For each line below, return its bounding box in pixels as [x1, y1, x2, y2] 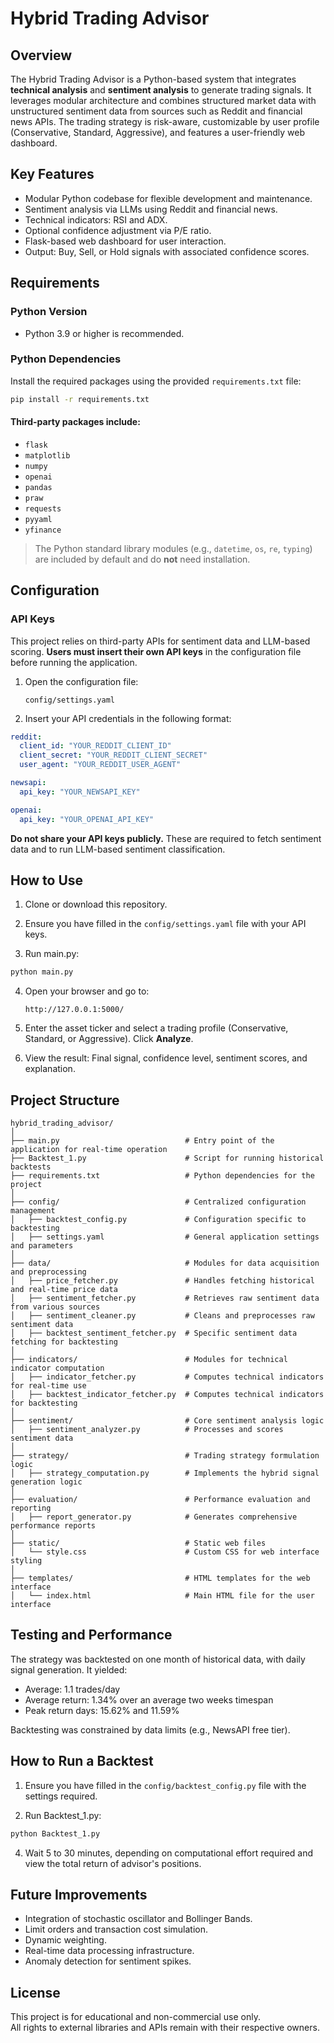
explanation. [24, 1063, 76, 1075]
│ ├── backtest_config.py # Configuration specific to [10, 1215, 307, 1225]
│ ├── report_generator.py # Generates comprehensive [10, 1512, 298, 1522]
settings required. [24, 1790, 98, 1802]
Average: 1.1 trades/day [24, 1683, 121, 1695]
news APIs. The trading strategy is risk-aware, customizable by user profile [10, 116, 320, 127]
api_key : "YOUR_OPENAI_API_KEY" [19, 814, 155, 824]
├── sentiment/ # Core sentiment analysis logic [10, 1416, 325, 1426]
